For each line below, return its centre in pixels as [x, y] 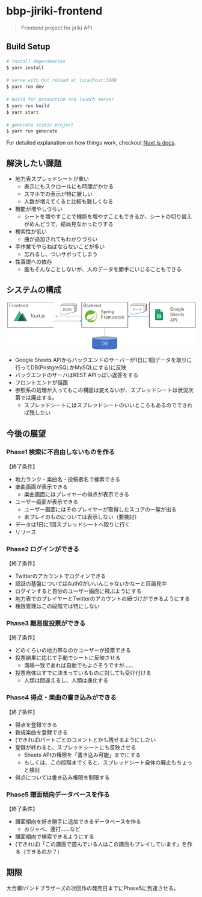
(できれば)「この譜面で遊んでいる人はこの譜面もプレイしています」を [101, 844]
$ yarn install [25, 67]
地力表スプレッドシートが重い [52, 179]
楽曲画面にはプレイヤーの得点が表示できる [76, 494]
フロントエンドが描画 [41, 383]
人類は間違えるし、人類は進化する [66, 680]
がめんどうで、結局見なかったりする [69, 224]
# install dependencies [36, 61]
